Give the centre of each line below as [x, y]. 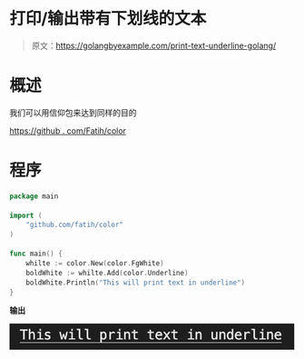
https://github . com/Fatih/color [68, 130]
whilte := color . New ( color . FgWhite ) [95, 263]
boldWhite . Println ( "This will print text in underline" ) [136, 283]
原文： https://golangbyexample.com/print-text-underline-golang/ [154, 45]
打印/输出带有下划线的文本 [108, 19]
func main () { [36, 254]
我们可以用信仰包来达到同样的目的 [73, 112]
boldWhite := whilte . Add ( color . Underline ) [107, 273]
